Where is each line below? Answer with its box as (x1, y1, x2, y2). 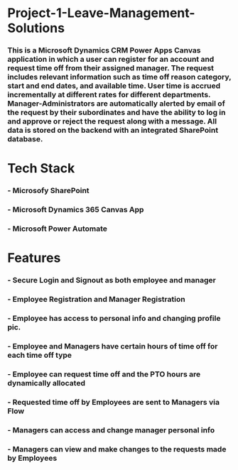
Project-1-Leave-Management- (7, 5, 195, 21)
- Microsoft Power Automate (7, 224, 108, 234)
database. (7, 134, 43, 144)
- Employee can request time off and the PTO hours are (7, 369, 201, 379)
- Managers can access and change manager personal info (7, 425, 215, 435)
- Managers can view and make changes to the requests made (7, 444, 227, 454)
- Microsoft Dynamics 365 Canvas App (7, 204, 144, 214)
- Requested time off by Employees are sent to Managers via (7, 397, 220, 407)
